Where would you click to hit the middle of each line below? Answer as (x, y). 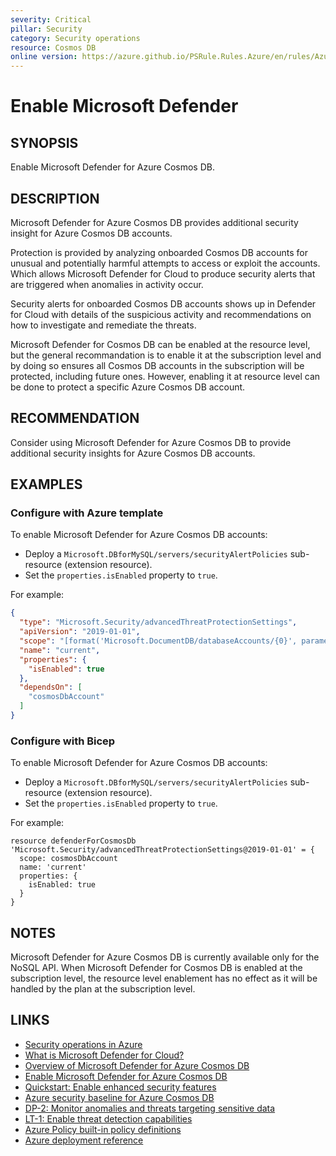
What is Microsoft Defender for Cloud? (104, 1055)
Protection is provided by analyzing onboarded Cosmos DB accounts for (159, 252)
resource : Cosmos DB (53, 47)
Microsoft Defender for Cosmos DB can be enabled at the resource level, (160, 344)
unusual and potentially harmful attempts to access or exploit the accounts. (165, 263)
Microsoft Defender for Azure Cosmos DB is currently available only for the (165, 957)
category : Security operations (75, 38)
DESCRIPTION (55, 198)
